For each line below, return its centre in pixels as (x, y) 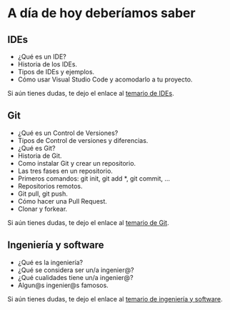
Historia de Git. (40, 156)
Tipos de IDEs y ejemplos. (56, 72)
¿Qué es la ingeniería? (50, 262)
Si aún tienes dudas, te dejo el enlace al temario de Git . (88, 222)
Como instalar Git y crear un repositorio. (77, 163)
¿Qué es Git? (36, 148)
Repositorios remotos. (50, 186)
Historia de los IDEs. (47, 64)
